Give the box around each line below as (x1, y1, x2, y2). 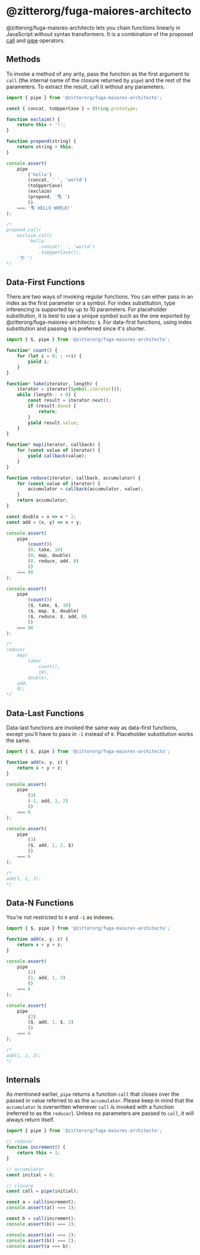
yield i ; (28, 359, 50, 365)
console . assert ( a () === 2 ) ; (6, 1232, 77, 1238)
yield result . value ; (28, 419, 79, 426)
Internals (6, 1074, 41, 1085)
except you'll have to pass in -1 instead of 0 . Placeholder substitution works (6, 731, 193, 737)
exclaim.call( (17, 232, 52, 239)
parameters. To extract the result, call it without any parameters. (6, 83, 165, 90)
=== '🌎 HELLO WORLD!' (17, 205, 73, 211)
